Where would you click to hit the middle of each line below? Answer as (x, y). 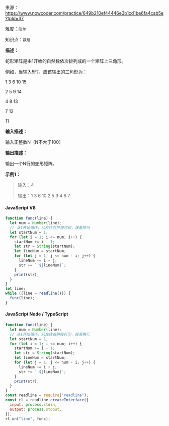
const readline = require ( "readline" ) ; (47, 395)
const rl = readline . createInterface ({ (47, 400)
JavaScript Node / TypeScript (37, 314)
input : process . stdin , (33, 405)
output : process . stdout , (36, 409)
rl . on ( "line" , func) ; (28, 419)
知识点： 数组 (18, 40)
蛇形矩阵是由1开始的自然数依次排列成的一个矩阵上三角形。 (66, 61)
